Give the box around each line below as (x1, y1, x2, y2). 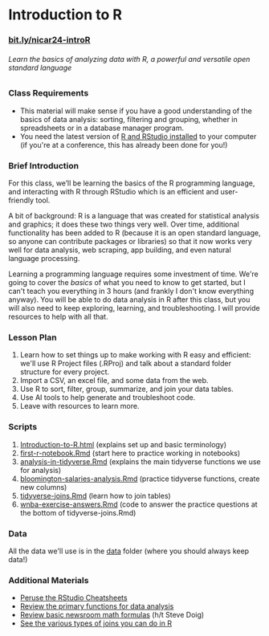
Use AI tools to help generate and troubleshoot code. (19, 393, 196, 402)
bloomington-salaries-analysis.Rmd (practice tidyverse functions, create (19, 474, 260, 483)
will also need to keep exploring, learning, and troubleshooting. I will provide (8, 303, 260, 312)
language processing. (8, 253, 80, 263)
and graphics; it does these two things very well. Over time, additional (8, 219, 239, 229)
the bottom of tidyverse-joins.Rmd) (19, 508, 137, 517)
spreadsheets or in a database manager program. (19, 123, 185, 132)
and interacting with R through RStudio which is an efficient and (8, 186, 219, 196)
